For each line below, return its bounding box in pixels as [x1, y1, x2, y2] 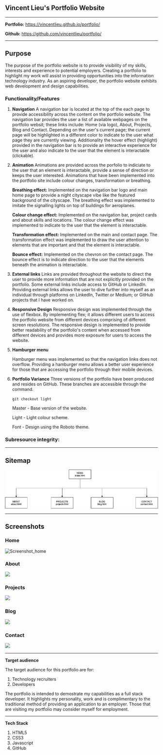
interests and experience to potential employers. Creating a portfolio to [5, 68, 147, 73]
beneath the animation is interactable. [12, 262, 88, 267]
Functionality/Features [5, 95, 60, 102]
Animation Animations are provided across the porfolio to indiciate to [12, 162, 151, 168]
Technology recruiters [12, 676, 57, 682]
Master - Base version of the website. [12, 405, 87, 411]
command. [12, 386, 34, 392]
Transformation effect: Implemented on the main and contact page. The [12, 231, 158, 237]
